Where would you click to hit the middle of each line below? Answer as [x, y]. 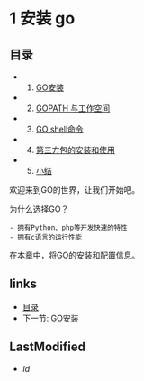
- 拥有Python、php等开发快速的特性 [68, 228]
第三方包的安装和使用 [75, 150]
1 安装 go [42, 18]
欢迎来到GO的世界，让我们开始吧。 [75, 190]
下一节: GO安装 [50, 318]
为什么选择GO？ [39, 209]
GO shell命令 [59, 129]
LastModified [47, 347]
